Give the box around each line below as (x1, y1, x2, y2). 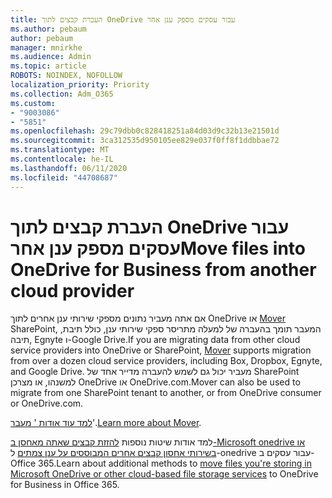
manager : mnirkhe (10, 42, 83, 53)
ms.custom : (10, 98, 56, 108)
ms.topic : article (10, 61, 87, 71)
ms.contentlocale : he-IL (10, 154, 114, 164)
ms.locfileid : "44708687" (10, 172, 118, 183)
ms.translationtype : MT (10, 145, 110, 155)
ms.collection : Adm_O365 (10, 89, 114, 99)
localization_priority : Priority (10, 80, 150, 90)
